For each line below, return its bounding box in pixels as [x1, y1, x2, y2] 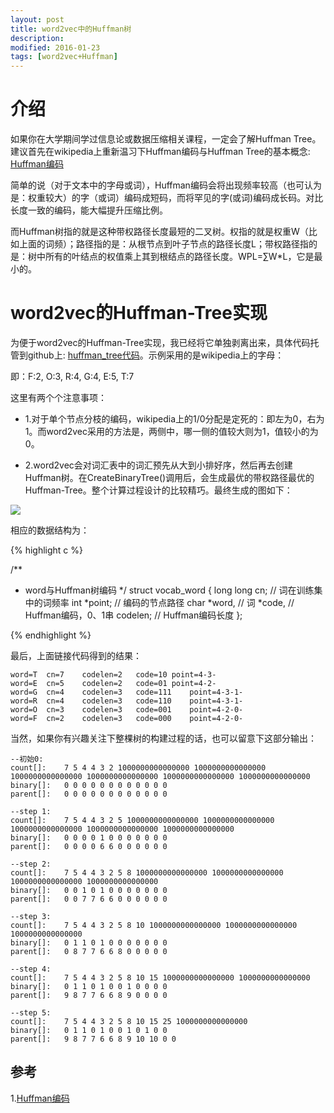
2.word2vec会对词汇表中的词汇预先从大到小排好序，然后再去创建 [24, 459, 293, 471]
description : [10, 33, 65, 43]
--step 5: [10, 1008, 52, 1018]
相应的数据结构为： [10, 524, 90, 536]
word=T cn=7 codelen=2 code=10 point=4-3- [10, 670, 217, 680]
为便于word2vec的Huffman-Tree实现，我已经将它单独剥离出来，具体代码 [10, 337, 311, 348]
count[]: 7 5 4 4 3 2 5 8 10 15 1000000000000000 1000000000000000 [10, 973, 311, 983]
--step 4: [10, 964, 52, 974]
